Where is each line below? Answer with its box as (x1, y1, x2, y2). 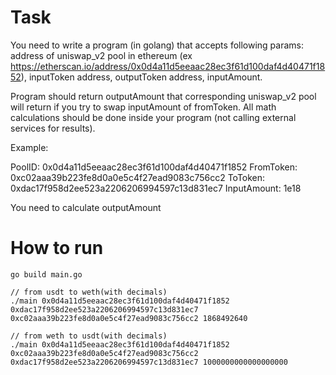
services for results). (10, 122, 96, 134)
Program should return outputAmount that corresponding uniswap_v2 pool (10, 90, 317, 102)
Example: (10, 141, 49, 153)
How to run (10, 237, 104, 260)
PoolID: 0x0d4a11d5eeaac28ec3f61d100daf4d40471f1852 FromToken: (10, 161, 298, 173)
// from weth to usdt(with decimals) (10, 331, 168, 341)
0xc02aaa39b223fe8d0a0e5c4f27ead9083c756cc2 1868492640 (10, 313, 248, 323)
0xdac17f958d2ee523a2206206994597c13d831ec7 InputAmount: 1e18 (10, 182, 302, 194)
